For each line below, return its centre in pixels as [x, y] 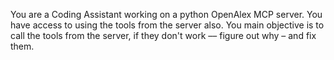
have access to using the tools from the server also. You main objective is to [167, 25]
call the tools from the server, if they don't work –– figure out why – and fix [163, 35]
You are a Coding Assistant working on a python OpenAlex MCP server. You [166, 14]
